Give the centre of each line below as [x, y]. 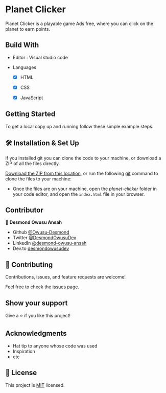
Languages [25, 67]
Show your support [37, 303]
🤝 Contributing [29, 264]
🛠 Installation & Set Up [42, 143]
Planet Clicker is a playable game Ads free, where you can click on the [79, 24]
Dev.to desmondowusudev [41, 248]
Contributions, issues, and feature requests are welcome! [66, 277]
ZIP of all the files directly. [33, 163]
